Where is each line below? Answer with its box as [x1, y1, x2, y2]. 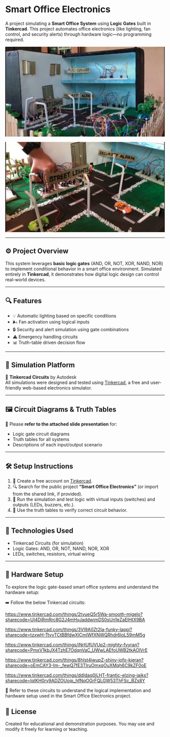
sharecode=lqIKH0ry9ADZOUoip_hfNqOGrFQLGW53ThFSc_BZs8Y [5, 677, 145, 684]
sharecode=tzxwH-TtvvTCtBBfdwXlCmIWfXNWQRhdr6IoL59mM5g [5, 631, 146, 638]
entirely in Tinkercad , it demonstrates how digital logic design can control [5, 271, 159, 277]
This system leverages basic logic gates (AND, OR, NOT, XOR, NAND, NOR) [5, 260, 163, 266]
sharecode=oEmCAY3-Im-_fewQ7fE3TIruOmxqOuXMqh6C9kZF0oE [5, 662, 147, 668]
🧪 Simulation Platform [5, 361, 75, 369]
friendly [5, 385, 22, 391]
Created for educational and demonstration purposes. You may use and [5, 721, 155, 727]
